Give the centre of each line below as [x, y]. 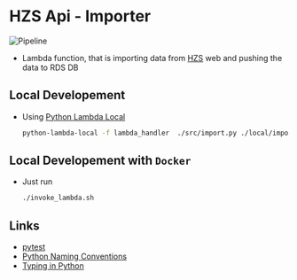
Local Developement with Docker [100, 161]
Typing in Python [53, 266]
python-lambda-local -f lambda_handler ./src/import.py [129, 133]
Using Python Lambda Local [74, 116]
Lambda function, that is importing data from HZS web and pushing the [152, 58]
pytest [34, 247]
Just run [37, 182]
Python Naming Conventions [74, 257]
